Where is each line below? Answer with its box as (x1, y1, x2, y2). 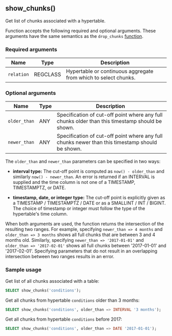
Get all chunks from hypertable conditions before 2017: (5, 316, 122, 322)
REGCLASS (34, 71, 61, 78)
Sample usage (5, 266, 42, 274)
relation (8, 72, 29, 77)
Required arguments (5, 46, 57, 53)
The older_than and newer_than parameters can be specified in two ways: (5, 158, 161, 164)
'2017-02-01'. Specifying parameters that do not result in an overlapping (5, 248, 158, 254)
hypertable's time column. (12, 211, 68, 217)
